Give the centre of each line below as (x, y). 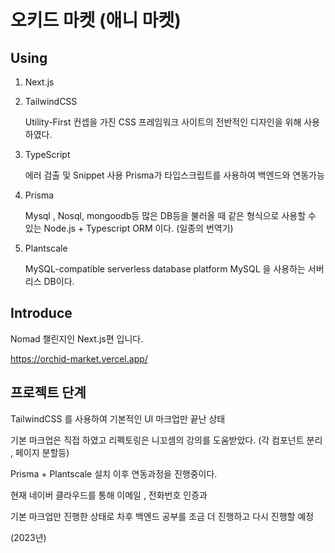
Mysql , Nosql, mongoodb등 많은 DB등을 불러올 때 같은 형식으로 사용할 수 (170, 215)
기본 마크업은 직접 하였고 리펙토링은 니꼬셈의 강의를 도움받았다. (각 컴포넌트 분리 (166, 440)
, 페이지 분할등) (40, 452)
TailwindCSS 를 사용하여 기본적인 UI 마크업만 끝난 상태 (118, 418)
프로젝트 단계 (48, 392)
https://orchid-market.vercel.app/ (79, 358)
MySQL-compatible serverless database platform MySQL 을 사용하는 (165, 269)
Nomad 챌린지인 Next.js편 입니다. (77, 338)
